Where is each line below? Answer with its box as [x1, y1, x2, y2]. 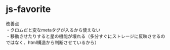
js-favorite [6, 3, 51, 15]
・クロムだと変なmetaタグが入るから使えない [6, 26, 101, 33]
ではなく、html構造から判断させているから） [6, 39, 99, 45]
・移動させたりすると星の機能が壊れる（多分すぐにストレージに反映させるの [6, 33, 165, 39]
